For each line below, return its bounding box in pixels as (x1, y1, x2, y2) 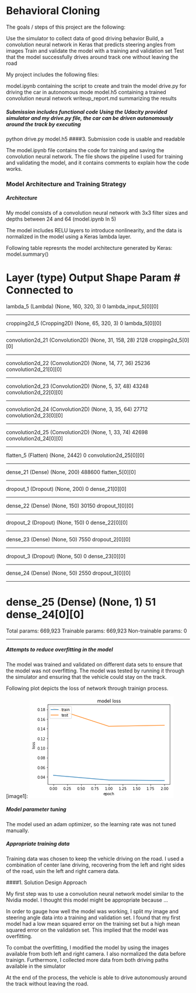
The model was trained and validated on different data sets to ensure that (6, 661, 183, 668)
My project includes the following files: (6, 71, 99, 78)
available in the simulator (6, 963, 66, 970)
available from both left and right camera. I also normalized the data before (6, 950, 186, 957)
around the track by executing (6, 121, 81, 128)
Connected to (6, 283, 73, 297)
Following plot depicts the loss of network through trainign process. (6, 685, 169, 692)
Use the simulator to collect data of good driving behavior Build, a (6, 35, 164, 42)
